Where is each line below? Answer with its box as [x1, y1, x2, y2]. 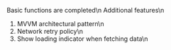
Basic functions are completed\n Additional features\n [6, 6, 165, 14]
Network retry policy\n [16, 27, 83, 35]
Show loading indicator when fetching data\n [16, 35, 148, 43]
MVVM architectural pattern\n [16, 20, 104, 27]
